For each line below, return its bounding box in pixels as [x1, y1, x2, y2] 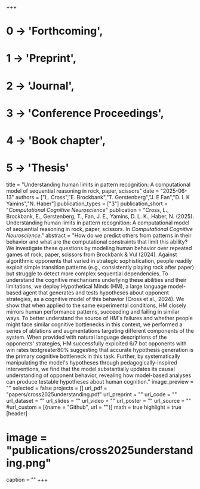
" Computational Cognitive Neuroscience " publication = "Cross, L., [6, 206, 169, 213]
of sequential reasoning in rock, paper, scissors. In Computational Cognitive [6, 225, 193, 232]
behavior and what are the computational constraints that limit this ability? [6, 238, 188, 245]
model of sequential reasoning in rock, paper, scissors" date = [6, 187, 159, 195]
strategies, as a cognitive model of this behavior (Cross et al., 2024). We [6, 295, 184, 302]
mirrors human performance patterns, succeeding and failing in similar [6, 308, 180, 315]
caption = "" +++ [6, 476, 48, 483]
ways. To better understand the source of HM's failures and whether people [6, 314, 193, 321]
